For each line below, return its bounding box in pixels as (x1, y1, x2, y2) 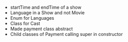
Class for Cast (10, 20, 40, 26)
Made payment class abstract (10, 26, 73, 32)
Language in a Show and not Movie (10, 10, 85, 16)
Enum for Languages (10, 15, 55, 21)
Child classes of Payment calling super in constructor (10, 31, 123, 37)
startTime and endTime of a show (10, 5, 82, 10)
